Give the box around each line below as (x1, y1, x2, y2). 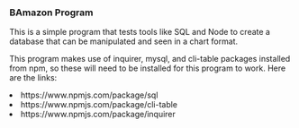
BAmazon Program (9, 6, 94, 19)
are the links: (9, 73, 58, 83)
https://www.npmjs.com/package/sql (21, 90, 159, 100)
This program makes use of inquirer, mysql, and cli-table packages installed (9, 54, 291, 64)
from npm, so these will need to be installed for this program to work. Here (9, 63, 286, 73)
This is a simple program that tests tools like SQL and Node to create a (9, 27, 270, 38)
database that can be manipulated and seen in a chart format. (9, 36, 239, 47)
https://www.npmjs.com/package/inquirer (21, 109, 176, 120)
